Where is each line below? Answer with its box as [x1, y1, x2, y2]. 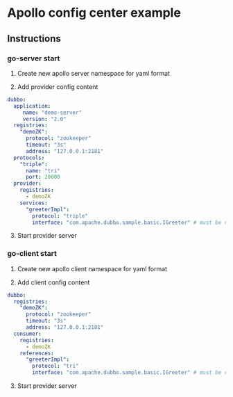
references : [19, 350, 54, 357]
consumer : [13, 330, 42, 337]
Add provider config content [17, 82, 98, 91]
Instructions [7, 33, 61, 44]
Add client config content [17, 278, 90, 286]
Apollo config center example [7, 5, 182, 21]
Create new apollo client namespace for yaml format [17, 264, 168, 273]
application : [13, 102, 51, 109]
